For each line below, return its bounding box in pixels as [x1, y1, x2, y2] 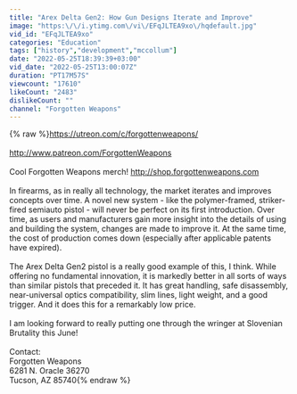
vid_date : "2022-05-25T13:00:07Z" [9, 63, 138, 72]
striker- [258, 195, 285, 206]
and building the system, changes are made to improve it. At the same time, [9, 224, 287, 234]
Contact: [9, 347, 42, 357]
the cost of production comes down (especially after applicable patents [9, 233, 272, 243]
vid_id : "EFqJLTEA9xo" [9, 29, 94, 38]
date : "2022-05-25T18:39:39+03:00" [9, 54, 142, 63]
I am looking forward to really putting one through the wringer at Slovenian [9, 318, 284, 329]
